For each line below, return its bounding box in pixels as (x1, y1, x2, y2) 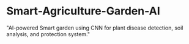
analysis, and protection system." (6, 30, 91, 37)
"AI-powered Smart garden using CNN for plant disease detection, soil (6, 24, 183, 31)
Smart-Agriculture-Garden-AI (6, 4, 160, 18)
